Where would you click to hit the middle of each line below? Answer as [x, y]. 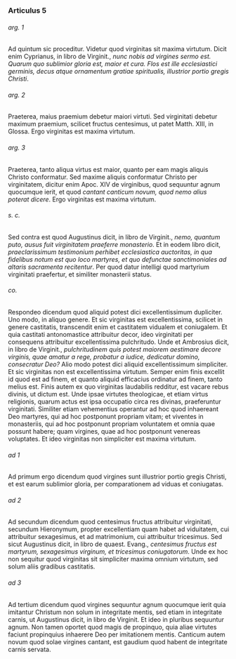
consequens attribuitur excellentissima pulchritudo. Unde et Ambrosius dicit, [119, 342]
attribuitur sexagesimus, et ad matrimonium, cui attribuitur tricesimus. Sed [115, 537]
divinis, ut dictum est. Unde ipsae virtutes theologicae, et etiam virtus [108, 394]
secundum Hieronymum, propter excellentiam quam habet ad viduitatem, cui [119, 529]
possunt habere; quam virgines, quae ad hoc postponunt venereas [104, 431]
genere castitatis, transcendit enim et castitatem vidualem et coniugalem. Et [118, 327]
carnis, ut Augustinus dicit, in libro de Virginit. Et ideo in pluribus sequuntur [116, 619]
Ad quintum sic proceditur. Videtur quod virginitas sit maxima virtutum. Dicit [117, 49]
